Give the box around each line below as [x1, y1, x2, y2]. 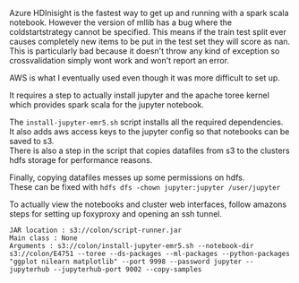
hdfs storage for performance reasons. [9, 155, 153, 165]
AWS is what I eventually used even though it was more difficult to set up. [9, 73, 280, 83]
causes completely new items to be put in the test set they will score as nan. [9, 36, 291, 47]
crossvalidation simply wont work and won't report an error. [9, 56, 230, 65]
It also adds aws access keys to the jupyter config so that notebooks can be [9, 126, 290, 137]
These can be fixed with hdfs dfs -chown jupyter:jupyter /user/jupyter [9, 182, 281, 192]
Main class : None [9, 234, 78, 243]
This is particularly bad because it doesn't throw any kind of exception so [9, 46, 280, 56]
